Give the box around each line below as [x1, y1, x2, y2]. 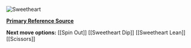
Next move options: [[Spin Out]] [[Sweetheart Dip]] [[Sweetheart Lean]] [6, 29, 186, 36]
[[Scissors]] [6, 35, 36, 42]
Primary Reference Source [6, 17, 74, 24]
